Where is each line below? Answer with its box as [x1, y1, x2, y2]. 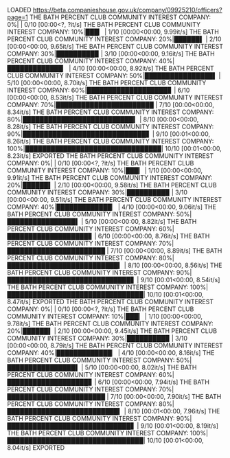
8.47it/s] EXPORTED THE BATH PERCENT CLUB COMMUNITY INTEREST [7, 298, 214, 306]
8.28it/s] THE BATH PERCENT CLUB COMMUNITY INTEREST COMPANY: [7, 123, 214, 130]
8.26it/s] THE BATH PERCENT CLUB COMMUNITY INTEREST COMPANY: [7, 137, 214, 145]
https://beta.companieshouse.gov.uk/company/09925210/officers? [32, 6, 222, 14]
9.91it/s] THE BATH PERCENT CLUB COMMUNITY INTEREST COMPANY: [7, 174, 213, 181]
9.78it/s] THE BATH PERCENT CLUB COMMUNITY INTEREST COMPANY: [7, 319, 214, 328]
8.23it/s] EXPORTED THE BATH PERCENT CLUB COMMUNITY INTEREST [7, 152, 214, 160]
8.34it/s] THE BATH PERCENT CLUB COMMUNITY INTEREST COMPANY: [7, 108, 214, 116]
